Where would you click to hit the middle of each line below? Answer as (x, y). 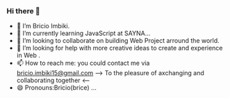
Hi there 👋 (24, 11)
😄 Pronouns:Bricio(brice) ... (56, 88)
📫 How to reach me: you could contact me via (83, 63)
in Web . (28, 55)
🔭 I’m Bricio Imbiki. (43, 26)
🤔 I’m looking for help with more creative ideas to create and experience (120, 48)
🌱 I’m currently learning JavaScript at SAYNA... (83, 33)
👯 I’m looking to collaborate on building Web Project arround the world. (118, 41)
